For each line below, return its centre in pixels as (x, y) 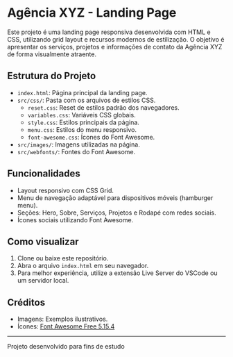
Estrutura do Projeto (52, 76)
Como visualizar (43, 241)
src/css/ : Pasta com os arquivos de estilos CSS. (86, 100)
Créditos (26, 302)
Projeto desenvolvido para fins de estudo (66, 347)
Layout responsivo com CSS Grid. (66, 190)
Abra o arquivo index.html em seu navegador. (83, 266)
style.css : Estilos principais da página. (84, 122)
